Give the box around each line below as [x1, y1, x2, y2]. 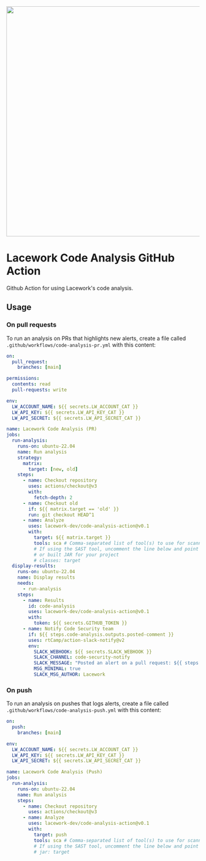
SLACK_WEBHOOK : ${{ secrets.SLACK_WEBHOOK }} [33, 649, 152, 655]
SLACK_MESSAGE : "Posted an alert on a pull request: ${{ [33, 660, 183, 666]
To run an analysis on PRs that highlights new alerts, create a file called [6, 334, 186, 342]
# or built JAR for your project [33, 552, 120, 558]
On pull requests [6, 320, 57, 329]
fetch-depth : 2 [33, 494, 72, 501]
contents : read [12, 381, 51, 387]
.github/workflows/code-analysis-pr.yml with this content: [6, 341, 156, 349]
